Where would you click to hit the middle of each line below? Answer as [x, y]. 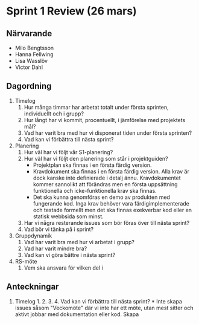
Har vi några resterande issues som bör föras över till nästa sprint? [107, 222]
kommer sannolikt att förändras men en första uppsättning [105, 184]
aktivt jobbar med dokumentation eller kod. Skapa [77, 314]
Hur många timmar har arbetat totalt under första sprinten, [96, 107]
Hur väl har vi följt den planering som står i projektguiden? [96, 158]
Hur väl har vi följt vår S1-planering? [68, 152]
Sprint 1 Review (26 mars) [71, 11]
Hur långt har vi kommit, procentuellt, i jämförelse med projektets [105, 120]
